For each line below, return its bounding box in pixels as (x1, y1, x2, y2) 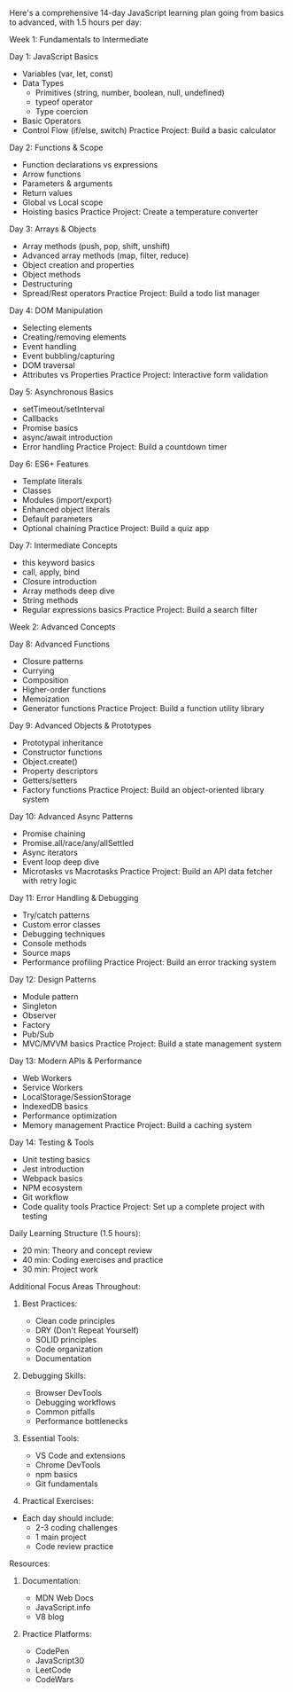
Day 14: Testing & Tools (9, 1137, 95, 1148)
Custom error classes (21, 920, 101, 929)
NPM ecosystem (21, 1183, 82, 1193)
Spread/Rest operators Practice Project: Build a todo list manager (21, 288, 260, 298)
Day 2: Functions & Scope (9, 142, 104, 153)
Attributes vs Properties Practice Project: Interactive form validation (21, 370, 268, 380)
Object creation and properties (21, 260, 135, 270)
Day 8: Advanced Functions (9, 638, 111, 649)
